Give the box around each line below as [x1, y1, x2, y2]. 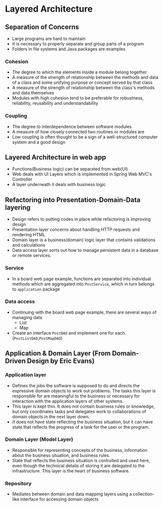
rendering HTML [12, 232, 45, 238]
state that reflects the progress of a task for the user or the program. [12, 424, 150, 430]
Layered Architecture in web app [5, 153, 106, 161]
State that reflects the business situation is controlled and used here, [12, 457, 150, 463]
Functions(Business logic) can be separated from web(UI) [12, 166, 128, 172]
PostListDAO [14, 336, 38, 341]
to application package [12, 286, 60, 292]
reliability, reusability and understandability [12, 100, 98, 106]
